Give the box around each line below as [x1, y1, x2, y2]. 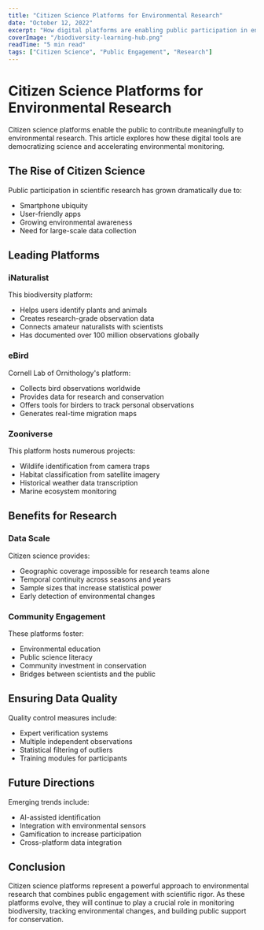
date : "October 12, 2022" [8, 19, 93, 27]
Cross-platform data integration [19, 837, 123, 847]
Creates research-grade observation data [19, 314, 155, 323]
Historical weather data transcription [19, 478, 138, 488]
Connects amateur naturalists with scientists [19, 322, 163, 332]
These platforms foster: [8, 629, 84, 638]
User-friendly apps [19, 209, 81, 218]
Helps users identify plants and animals [19, 305, 148, 315]
